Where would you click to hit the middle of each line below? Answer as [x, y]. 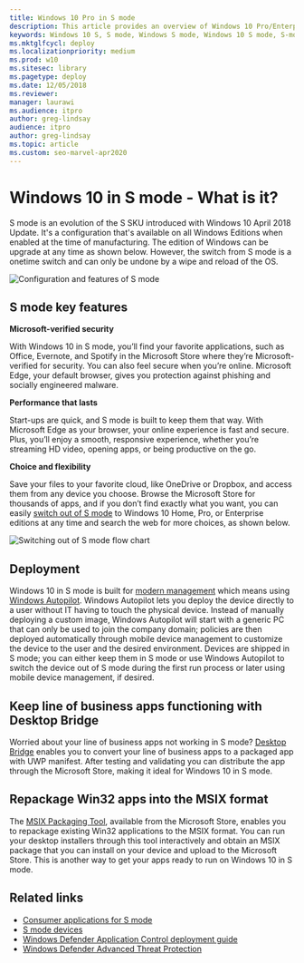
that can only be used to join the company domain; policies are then [136, 629]
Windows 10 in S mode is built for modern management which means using [150, 591]
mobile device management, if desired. [82, 677]
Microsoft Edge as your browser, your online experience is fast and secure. [149, 430]
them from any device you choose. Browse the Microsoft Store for [133, 494]
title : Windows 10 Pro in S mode [72, 18]
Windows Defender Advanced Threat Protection [112, 948]
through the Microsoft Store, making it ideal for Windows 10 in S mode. [141, 771]
